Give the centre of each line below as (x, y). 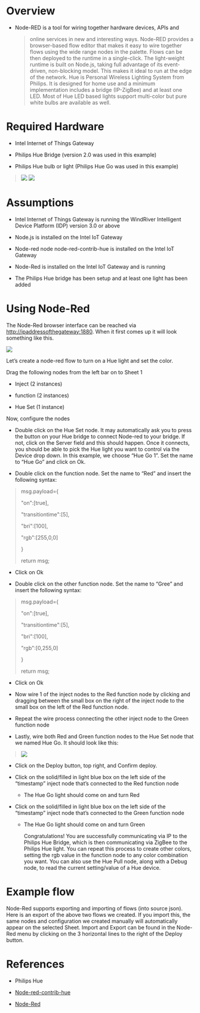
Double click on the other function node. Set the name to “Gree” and (99, 584)
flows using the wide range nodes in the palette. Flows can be (106, 51)
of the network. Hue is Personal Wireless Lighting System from (107, 77)
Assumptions (40, 203)
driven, (39, 70)
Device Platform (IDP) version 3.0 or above (67, 226)
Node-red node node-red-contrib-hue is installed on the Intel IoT (95, 248)
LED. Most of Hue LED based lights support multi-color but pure (108, 96)
